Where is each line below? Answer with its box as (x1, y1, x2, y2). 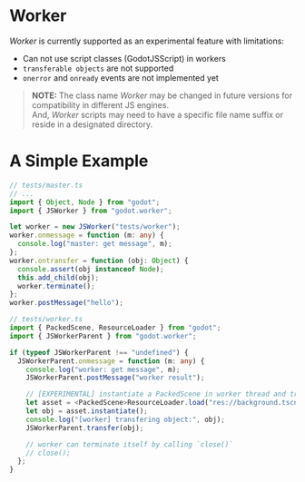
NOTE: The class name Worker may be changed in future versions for (31, 90, 293, 101)
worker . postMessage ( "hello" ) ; (9, 299, 124, 308)
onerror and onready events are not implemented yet (22, 72, 220, 83)
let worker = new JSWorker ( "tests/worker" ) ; (9, 222, 181, 231)
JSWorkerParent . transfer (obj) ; (25, 423, 144, 432)
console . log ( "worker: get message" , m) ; (25, 365, 181, 374)
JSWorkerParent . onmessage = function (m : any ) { (17, 356, 205, 366)
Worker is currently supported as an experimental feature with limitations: (9, 35, 284, 46)
